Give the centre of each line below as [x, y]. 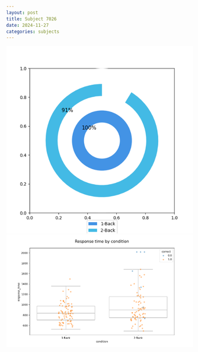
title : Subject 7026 [32, 19]
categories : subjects [33, 32]
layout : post [22, 13]
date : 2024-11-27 [28, 25]
